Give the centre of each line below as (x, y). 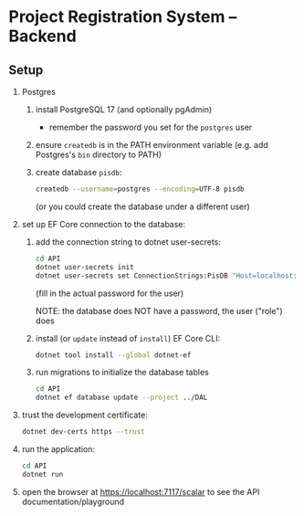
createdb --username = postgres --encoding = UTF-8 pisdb (140, 189)
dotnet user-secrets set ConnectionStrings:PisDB (132, 276)
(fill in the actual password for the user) (110, 293)
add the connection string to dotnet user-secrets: (128, 242)
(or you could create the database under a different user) (142, 206)
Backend (42, 36)
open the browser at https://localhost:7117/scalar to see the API (141, 491)
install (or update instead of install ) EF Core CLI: (128, 338)
